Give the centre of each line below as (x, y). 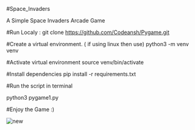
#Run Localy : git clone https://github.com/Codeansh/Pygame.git (88, 32)
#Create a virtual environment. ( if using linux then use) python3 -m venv (97, 44)
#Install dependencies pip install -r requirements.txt (71, 74)
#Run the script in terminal (40, 86)
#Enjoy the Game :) (30, 109)
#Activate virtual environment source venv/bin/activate (75, 62)
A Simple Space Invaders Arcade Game (56, 20)
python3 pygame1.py (33, 97)
